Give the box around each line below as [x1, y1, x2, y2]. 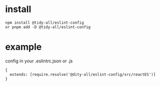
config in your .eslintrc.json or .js [5, 58, 73, 64]
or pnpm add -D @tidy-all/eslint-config [5, 24, 91, 30]
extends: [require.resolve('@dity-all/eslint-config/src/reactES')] [10, 72, 156, 77]
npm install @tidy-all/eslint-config [5, 20, 84, 25]
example [5, 41, 42, 53]
